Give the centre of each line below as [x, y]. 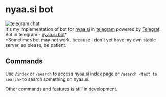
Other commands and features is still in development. [62, 89]
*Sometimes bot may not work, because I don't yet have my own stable [81, 40]
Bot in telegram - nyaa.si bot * [36, 34]
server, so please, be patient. [36, 45]
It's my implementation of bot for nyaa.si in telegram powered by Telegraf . [83, 29]
